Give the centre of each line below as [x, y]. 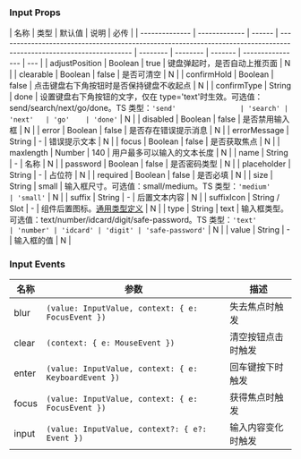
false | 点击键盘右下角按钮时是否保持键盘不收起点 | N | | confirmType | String [150, 86]
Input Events [37, 264]
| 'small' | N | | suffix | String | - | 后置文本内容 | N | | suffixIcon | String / [145, 198]
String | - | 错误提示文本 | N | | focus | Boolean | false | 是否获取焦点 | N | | [145, 141]
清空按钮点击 [257, 336]
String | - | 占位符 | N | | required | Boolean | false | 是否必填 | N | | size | [141, 175]
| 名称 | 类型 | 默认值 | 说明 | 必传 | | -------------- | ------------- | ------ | [144, 33]
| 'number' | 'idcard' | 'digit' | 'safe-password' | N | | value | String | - [150, 230]
